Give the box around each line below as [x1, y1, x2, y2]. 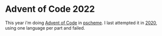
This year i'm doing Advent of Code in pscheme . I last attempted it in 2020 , [5, 20, 158, 26]
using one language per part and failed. [5, 25, 85, 31]
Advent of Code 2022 [5, 3, 95, 15]
